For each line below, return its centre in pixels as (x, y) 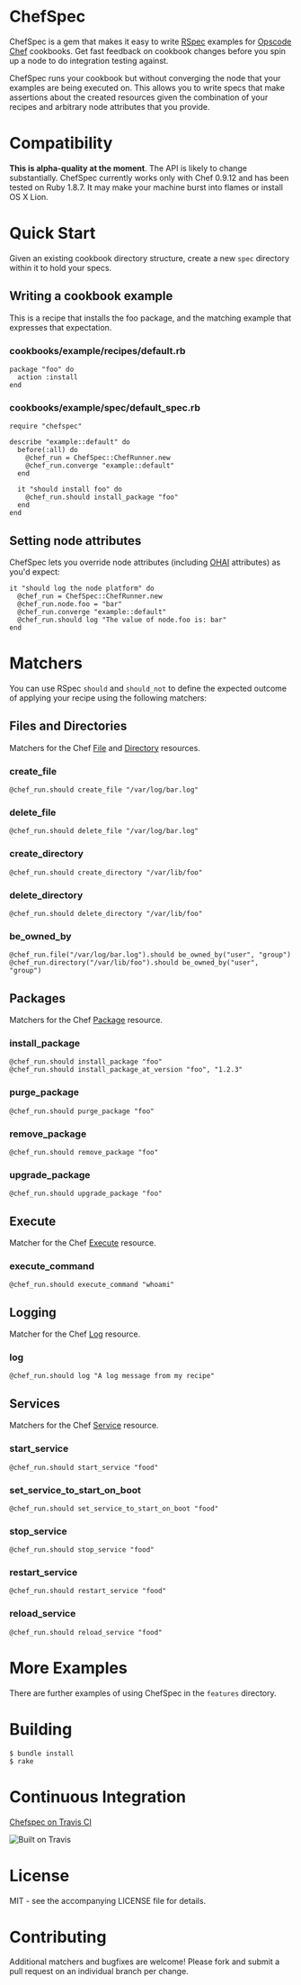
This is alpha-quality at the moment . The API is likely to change (128, 168)
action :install (48, 377)
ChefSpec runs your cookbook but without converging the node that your (145, 77)
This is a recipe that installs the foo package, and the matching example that (150, 318)
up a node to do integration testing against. (89, 60)
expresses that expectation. (61, 327)
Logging (33, 1312)
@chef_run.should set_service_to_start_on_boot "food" (114, 1509)
